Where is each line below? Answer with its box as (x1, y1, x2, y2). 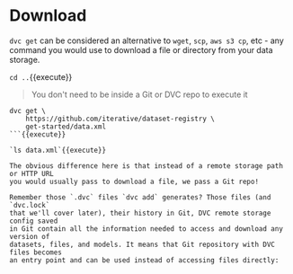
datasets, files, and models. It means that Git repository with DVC (9, 240, 276, 249)
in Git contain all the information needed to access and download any (9, 224, 283, 234)
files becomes (9, 248, 63, 257)
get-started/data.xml (25, 122, 106, 131)
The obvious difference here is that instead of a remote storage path (9, 161, 283, 171)
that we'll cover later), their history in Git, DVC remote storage (9, 208, 271, 217)
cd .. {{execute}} (9, 71, 73, 82)
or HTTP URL (9, 169, 54, 178)
